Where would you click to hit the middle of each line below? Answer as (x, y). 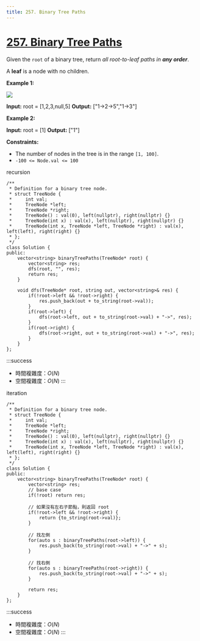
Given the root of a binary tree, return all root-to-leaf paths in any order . (98, 59)
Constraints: (23, 142)
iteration (17, 393)
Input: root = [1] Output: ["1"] (43, 130)
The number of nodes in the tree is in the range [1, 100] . (87, 154)
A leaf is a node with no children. (48, 71)
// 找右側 (39, 563)
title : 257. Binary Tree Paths (46, 12)
